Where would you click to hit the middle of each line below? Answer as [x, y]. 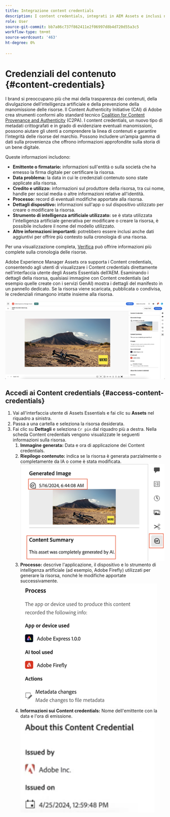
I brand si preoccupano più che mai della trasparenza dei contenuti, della [81, 98]
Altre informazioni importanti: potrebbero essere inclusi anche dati [83, 231]
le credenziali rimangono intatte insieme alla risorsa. [59, 294]
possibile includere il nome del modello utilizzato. [64, 226]
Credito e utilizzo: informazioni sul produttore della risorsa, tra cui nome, [89, 188]
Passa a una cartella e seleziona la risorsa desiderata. [69, 424]
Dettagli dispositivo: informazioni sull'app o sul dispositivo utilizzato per [88, 204]
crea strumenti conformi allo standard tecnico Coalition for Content [75, 115]
